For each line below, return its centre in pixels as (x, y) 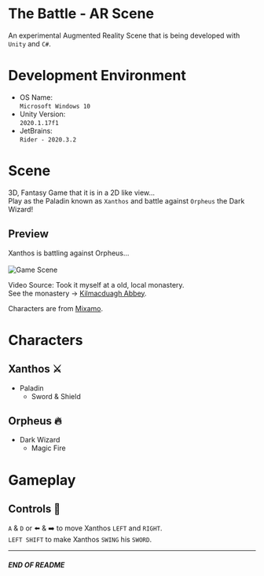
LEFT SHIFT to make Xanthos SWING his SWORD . (80, 540)
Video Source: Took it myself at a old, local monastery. (96, 284)
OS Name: (36, 97)
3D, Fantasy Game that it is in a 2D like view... (82, 193)
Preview (29, 234)
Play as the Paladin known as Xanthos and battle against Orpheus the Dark (126, 200)
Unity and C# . (29, 43)
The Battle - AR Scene (81, 14)
